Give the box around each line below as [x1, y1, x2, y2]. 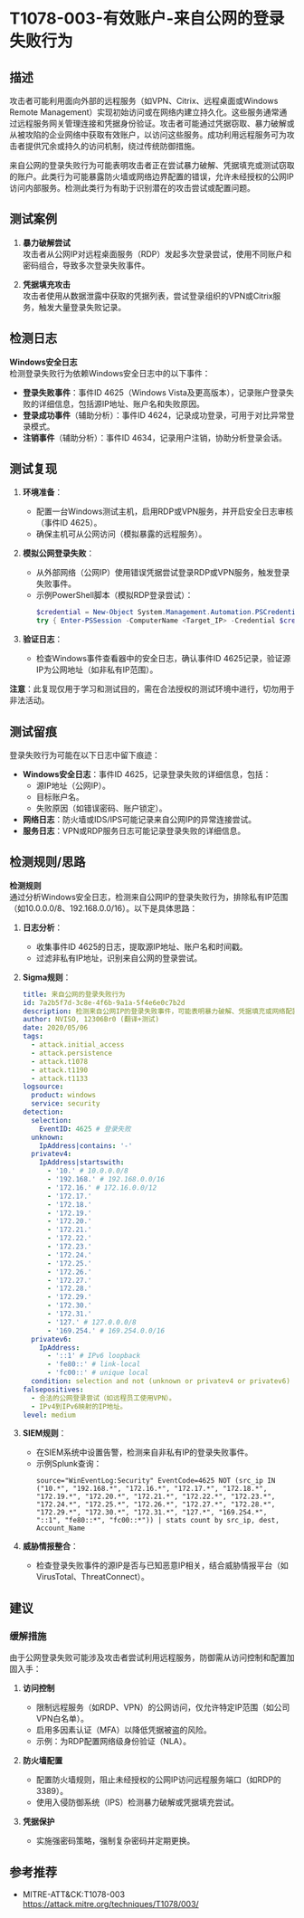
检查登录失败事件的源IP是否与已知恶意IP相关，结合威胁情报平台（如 [35, 1560, 289, 1571]
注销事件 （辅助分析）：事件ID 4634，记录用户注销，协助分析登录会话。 [22, 432, 288, 443]
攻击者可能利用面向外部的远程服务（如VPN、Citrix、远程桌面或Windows [9, 96, 279, 106]
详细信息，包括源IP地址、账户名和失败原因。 [38, 398, 205, 409]
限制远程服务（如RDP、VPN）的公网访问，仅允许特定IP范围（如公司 [35, 1702, 290, 1713]
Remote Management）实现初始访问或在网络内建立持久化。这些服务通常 [9, 107, 280, 118]
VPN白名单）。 [35, 1714, 89, 1724]
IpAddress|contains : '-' [39, 1141, 133, 1150]
